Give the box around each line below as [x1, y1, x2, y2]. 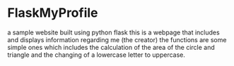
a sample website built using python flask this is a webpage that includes [7, 28, 221, 37]
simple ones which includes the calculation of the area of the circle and [7, 43, 215, 51]
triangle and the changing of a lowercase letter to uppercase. [7, 51, 186, 59]
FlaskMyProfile [7, 5, 98, 21]
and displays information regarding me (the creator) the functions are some [7, 35, 227, 44]
